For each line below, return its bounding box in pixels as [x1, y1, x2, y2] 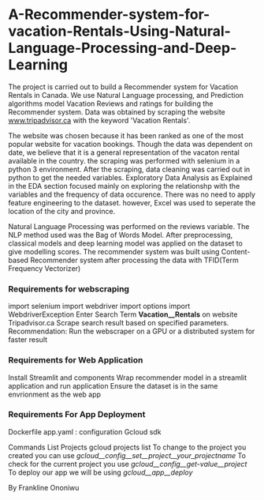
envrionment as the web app [8, 389, 101, 399]
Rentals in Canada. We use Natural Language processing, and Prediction [8, 90, 244, 100]
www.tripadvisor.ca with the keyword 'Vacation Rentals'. [8, 115, 191, 125]
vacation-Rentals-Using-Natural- [8, 22, 231, 40]
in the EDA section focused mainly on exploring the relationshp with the [8, 181, 240, 190]
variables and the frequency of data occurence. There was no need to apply [8, 190, 256, 199]
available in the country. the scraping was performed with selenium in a [8, 156, 240, 165]
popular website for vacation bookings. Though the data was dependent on [8, 139, 254, 148]
